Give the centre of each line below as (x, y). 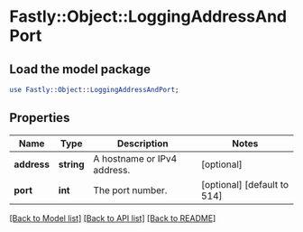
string (71, 164)
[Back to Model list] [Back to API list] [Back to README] (113, 218)
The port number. (130, 190)
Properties (40, 118)
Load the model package (80, 69)
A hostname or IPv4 (135, 158)
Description (142, 144)
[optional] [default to (245, 184)
